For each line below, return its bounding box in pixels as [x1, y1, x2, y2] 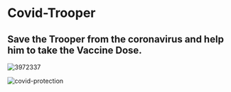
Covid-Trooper [7, 5, 96, 21]
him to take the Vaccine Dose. [7, 44, 142, 56]
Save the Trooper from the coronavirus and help [7, 33, 224, 45]
